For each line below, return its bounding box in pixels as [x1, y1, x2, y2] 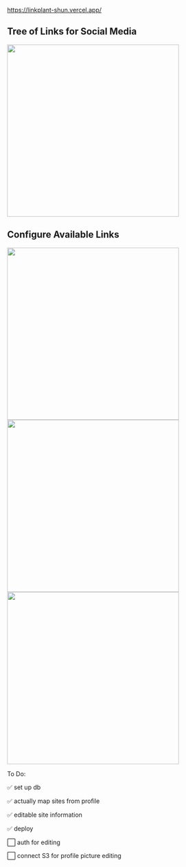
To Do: [7, 769, 26, 777]
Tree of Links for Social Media [7, 25, 137, 37]
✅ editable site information [7, 811, 82, 819]
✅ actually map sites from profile [7, 797, 100, 805]
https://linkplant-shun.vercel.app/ [7, 6, 102, 14]
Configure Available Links [7, 229, 119, 240]
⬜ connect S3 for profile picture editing [7, 851, 121, 859]
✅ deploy [7, 824, 34, 833]
